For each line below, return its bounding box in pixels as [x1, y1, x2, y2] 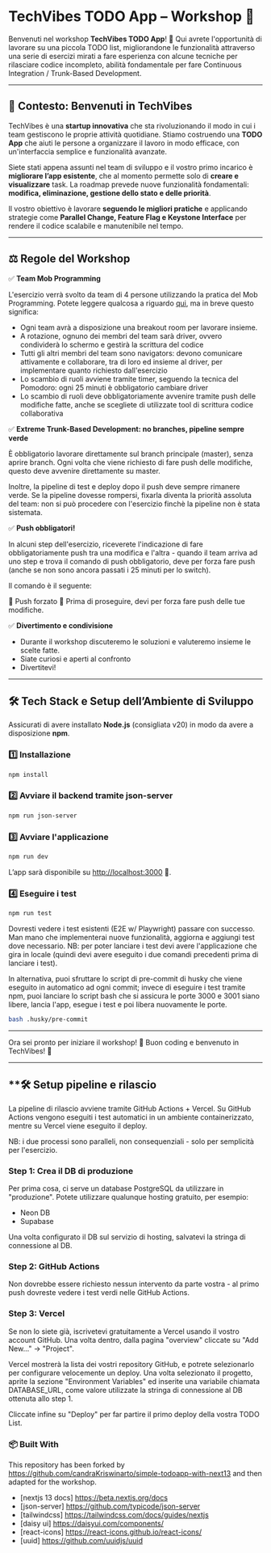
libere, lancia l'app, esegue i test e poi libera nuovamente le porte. [8, 1000, 227, 1010]
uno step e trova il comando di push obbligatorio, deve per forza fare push [8, 556, 256, 566]
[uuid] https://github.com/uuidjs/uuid [19, 1535, 144, 1545]
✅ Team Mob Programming [8, 273, 101, 283]
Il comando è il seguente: [8, 580, 93, 590]
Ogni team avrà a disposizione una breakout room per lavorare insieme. [19, 323, 258, 332]
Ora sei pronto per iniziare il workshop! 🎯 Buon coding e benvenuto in [8, 1037, 240, 1047]
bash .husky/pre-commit [8, 1015, 89, 1023]
